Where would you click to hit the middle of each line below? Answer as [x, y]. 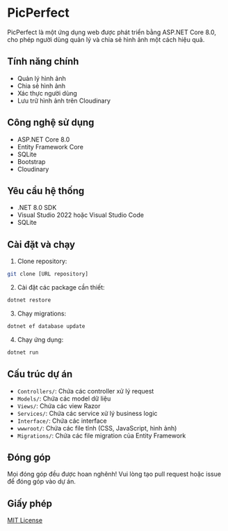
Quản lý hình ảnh [41, 78]
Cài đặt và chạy [41, 245]
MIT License [25, 521]
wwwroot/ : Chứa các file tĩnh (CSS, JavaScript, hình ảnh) [97, 428]
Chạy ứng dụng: [40, 339]
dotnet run [23, 352]
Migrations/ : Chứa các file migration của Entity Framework [101, 435]
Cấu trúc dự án [40, 374]
